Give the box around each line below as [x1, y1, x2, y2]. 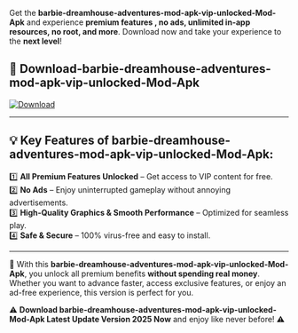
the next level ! [9, 36, 62, 46]
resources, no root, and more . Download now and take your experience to [9, 27, 282, 36]
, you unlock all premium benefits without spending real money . [24, 268, 260, 279]
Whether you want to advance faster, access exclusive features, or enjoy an [9, 277, 286, 288]
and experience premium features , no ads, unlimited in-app [26, 17, 251, 28]
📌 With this [9, 258, 49, 269]
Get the [9, 8, 37, 18]
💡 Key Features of [9, 133, 109, 148]
